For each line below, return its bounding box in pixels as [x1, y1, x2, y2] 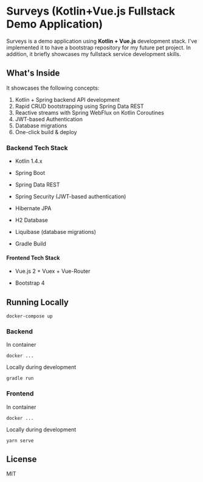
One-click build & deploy [15, 128, 77, 135]
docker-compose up [6, 313, 53, 319]
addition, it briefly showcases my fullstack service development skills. [6, 50, 181, 57]
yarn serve [6, 438, 34, 444]
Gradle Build [15, 240, 47, 247]
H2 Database [15, 216, 49, 224]
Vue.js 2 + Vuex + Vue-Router [15, 268, 91, 275]
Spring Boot [15, 169, 46, 177]
